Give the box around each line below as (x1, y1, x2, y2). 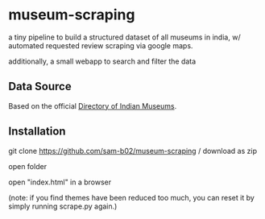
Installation (8, 125, 66, 138)
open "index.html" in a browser (8, 177, 112, 187)
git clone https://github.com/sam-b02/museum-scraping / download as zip (8, 146, 258, 155)
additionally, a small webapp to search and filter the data (8, 56, 197, 66)
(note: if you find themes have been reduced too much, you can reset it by (8, 192, 255, 202)
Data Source (8, 80, 72, 93)
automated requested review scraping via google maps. (8, 40, 193, 50)
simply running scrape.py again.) (8, 201, 118, 211)
